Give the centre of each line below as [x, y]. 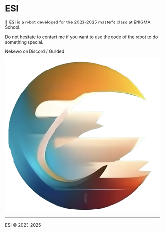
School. [13, 27]
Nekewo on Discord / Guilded [35, 51]
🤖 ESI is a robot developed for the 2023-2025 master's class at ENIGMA [78, 22]
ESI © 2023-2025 [23, 225]
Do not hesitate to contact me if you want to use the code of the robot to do [82, 37]
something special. [24, 42]
